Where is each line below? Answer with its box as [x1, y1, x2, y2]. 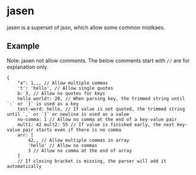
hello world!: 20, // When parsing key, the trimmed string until [17, 95, 185, 102]
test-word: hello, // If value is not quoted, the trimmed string [17, 106, 185, 112]
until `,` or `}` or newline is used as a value [7, 111, 129, 117]
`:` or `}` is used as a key [7, 101, 79, 107]
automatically [7, 163, 42, 169]
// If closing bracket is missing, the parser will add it [17, 158, 167, 164]
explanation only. [7, 63, 49, 70]
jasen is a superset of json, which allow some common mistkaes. [7, 24, 166, 31]
